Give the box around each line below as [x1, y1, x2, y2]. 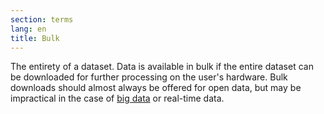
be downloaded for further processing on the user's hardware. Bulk [10, 71, 288, 83]
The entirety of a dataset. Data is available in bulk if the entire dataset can [10, 61, 314, 73]
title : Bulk [10, 33, 60, 43]
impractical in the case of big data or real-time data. [10, 92, 225, 105]
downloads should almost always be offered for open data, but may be [10, 82, 302, 94]
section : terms [10, 14, 74, 25]
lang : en [10, 24, 47, 34]
